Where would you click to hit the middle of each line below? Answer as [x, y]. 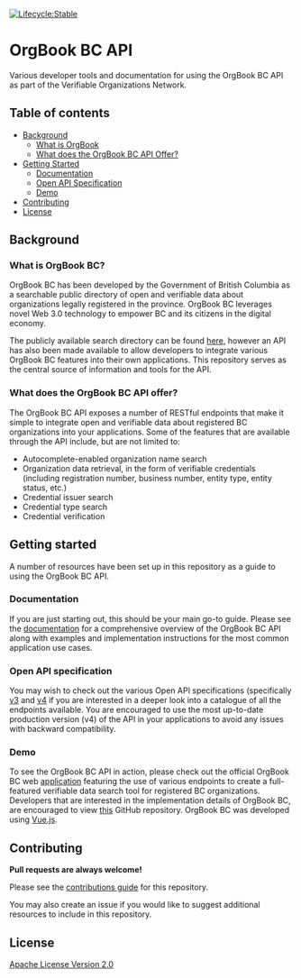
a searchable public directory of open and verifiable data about [127, 295]
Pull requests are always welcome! [76, 870]
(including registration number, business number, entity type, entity [147, 478]
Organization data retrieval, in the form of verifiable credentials [139, 468]
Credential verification [64, 516]
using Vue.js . [33, 819]
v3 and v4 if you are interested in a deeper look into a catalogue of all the [146, 700]
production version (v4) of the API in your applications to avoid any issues [146, 719]
